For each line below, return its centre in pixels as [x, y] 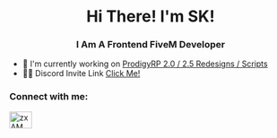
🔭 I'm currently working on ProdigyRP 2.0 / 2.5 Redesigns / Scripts [145, 64]
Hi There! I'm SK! [151, 17]
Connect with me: [49, 97]
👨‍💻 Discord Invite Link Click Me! [81, 73]
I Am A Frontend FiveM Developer [151, 45]
